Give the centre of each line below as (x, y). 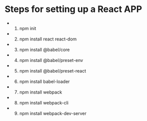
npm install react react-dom (48, 39)
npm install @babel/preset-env (51, 60)
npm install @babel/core (44, 49)
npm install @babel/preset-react (53, 70)
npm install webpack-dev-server (53, 113)
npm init (28, 28)
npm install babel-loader (44, 81)
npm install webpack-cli (44, 102)
